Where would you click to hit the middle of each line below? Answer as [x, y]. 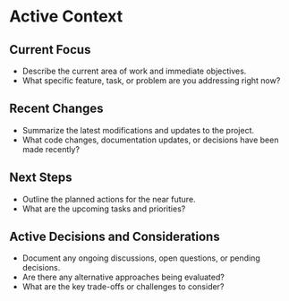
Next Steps [41, 178]
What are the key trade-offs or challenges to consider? [123, 287]
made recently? [51, 149]
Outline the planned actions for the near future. [109, 199]
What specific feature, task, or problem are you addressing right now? [151, 81]
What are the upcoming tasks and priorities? [104, 209]
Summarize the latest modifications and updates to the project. [138, 130]
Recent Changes [57, 109]
